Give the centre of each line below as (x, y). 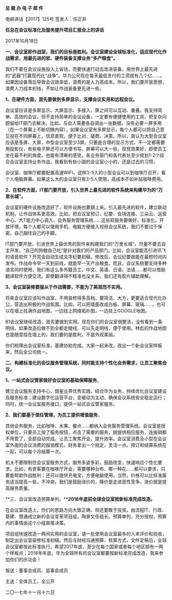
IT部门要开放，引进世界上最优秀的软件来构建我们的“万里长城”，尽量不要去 (83, 244)
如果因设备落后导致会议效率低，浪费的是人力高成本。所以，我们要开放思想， (86, 82)
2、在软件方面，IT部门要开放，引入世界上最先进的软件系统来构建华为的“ (82, 190)
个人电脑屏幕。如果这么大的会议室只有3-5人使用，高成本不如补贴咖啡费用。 (85, 179)
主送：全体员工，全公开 (30, 581)
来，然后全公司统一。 (28, 352)
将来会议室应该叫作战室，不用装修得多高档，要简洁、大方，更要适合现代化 (84, 298)
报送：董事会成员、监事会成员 (37, 570)
